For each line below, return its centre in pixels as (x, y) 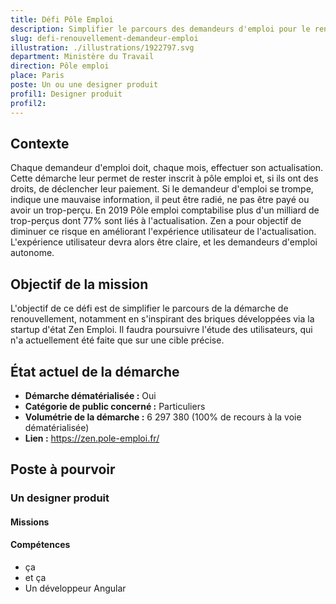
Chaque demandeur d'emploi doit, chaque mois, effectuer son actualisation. (166, 168)
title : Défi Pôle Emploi (62, 19)
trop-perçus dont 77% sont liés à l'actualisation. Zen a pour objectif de (156, 221)
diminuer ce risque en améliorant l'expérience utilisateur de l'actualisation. (163, 232)
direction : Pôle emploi (60, 66)
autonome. (32, 253)
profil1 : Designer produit (66, 94)
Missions (30, 522)
